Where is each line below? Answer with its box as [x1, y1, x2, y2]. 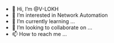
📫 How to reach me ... [11, 31, 67, 37]
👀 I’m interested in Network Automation [11, 12, 108, 19]
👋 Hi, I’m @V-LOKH [11, 6, 59, 12]
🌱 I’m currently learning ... [11, 18, 75, 24]
